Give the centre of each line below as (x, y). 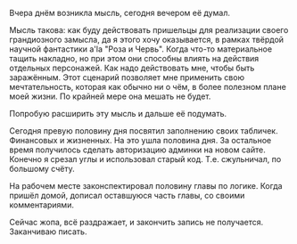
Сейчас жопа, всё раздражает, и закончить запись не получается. (136, 222)
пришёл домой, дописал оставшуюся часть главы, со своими (127, 195)
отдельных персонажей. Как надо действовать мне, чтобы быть (132, 68)
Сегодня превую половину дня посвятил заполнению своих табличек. (144, 131)
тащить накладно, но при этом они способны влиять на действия (134, 58)
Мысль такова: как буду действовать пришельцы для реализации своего (149, 30)
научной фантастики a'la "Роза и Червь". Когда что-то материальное (141, 49)
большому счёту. (42, 169)
